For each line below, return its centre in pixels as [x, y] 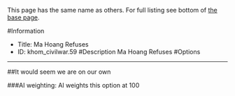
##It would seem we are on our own [59, 72]
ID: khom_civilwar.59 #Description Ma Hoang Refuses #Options [109, 52]
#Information [26, 31]
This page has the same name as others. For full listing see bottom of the [113, 10]
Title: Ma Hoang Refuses [53, 44]
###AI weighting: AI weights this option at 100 [73, 85]
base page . [23, 17]
